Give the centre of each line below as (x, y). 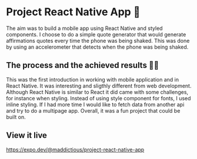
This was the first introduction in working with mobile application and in (93, 79)
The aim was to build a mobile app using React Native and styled (84, 28)
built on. (16, 117)
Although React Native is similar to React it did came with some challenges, (97, 92)
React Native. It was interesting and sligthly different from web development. (99, 86)
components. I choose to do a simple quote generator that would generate (96, 34)
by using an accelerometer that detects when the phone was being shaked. (97, 47)
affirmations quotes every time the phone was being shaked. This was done (98, 40)
